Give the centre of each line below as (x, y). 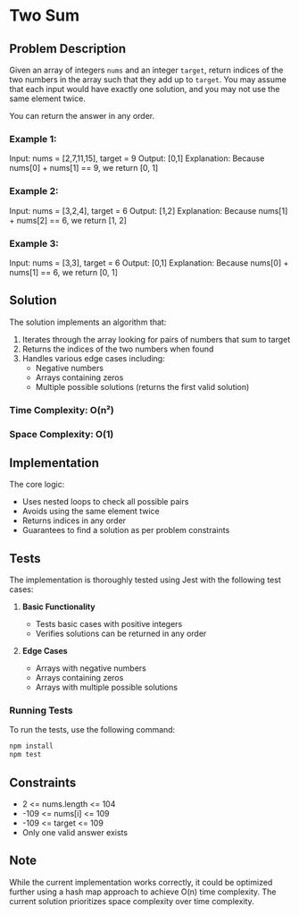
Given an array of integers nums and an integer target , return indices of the (146, 70)
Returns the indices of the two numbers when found (118, 349)
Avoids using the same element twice (91, 512)
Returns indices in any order (74, 521)
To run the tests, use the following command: (92, 730)
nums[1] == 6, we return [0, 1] (64, 272)
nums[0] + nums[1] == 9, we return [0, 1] (84, 168)
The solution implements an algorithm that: (88, 322)
